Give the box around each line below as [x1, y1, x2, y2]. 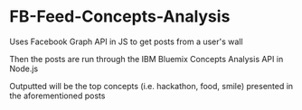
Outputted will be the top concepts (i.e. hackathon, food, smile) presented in [9, 80, 294, 91]
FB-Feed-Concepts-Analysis [9, 6, 231, 27]
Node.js [9, 63, 39, 74]
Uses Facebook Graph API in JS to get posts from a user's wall [9, 36, 243, 47]
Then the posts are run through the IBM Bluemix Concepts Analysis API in [9, 53, 284, 64]
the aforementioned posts [9, 90, 106, 101]
